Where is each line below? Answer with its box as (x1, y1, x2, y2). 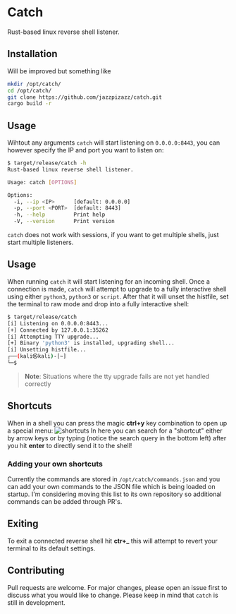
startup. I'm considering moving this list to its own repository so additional (7, 490, 222, 498)
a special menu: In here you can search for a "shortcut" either (7, 426, 223, 435)
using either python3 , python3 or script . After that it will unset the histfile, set (7, 292, 229, 301)
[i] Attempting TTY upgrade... (7, 333, 99, 340)
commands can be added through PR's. (7, 497, 123, 505)
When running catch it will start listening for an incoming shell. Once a (7, 277, 210, 286)
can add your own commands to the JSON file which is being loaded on (7, 482, 216, 490)
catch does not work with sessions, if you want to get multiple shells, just (7, 231, 220, 239)
